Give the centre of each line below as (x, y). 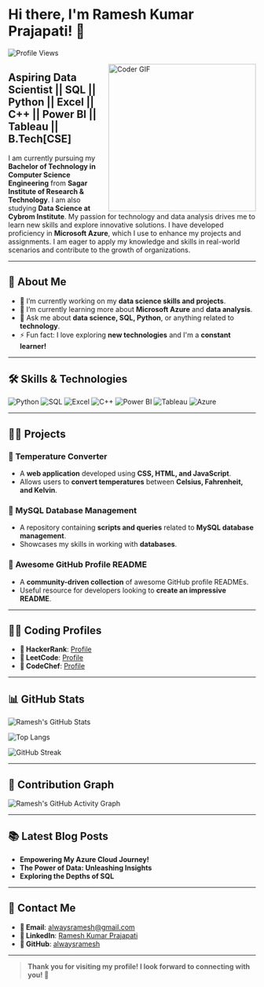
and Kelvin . (38, 490)
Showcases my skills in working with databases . (98, 545)
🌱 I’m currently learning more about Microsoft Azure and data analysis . (136, 309)
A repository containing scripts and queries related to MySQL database (136, 527)
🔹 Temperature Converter (58, 456)
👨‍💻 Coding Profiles (55, 631)
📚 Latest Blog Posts (58, 837)
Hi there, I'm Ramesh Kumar (101, 15)
